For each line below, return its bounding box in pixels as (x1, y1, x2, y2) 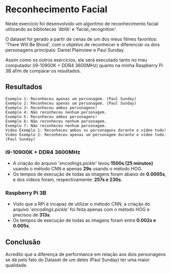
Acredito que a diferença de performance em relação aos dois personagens (5, 251, 166, 258)
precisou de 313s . (12, 212, 51, 218)
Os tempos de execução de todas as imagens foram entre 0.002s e (12, 217, 157, 224)
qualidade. (5, 262, 28, 268)
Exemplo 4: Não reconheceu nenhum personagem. (5, 109, 107, 115)
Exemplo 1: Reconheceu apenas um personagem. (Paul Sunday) (5, 96, 137, 101)
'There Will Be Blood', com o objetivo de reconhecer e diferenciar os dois (5, 41, 160, 47)
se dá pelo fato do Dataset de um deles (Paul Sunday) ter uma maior (5, 257, 150, 263)
